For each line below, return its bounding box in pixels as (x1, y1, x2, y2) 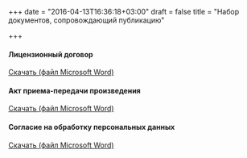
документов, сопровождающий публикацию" (8, 15, 165, 25)
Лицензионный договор (8, 49, 94, 59)
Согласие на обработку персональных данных (8, 123, 175, 131)
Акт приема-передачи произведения (8, 85, 141, 95)
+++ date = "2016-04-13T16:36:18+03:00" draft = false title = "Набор (8, 7, 240, 16)
